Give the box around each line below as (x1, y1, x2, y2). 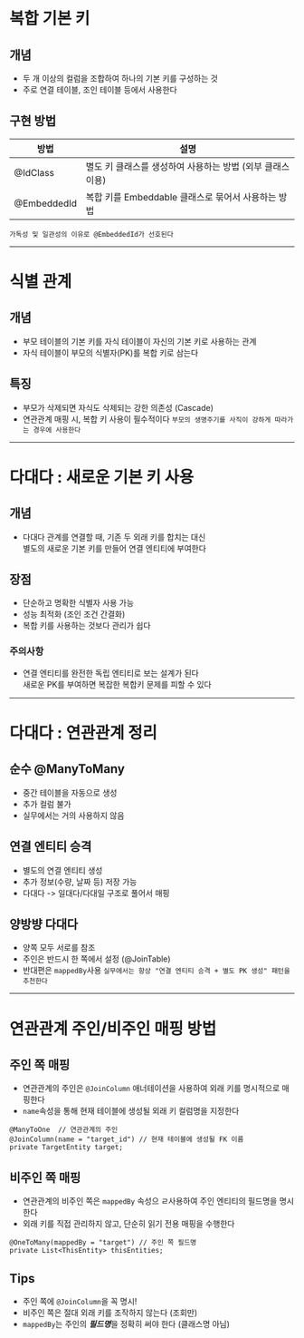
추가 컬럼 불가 (22, 798, 71, 809)
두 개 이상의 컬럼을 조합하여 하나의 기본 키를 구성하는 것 (22, 73, 219, 83)
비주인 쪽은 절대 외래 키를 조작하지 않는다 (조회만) (22, 1307, 198, 1318)
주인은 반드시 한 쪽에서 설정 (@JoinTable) (22, 953, 171, 964)
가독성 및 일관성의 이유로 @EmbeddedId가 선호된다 (9, 230, 174, 239)
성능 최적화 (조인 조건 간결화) (22, 609, 126, 620)
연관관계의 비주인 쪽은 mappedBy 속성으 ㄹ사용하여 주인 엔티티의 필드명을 (22, 1196, 278, 1206)
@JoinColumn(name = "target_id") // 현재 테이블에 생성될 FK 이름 (9, 1135, 244, 1144)
